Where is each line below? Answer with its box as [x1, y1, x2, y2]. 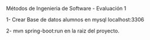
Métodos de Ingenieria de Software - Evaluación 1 [6, 5, 127, 12]
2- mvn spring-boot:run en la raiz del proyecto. [6, 27, 120, 34]
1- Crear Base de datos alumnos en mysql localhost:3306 [6, 16, 145, 23]
